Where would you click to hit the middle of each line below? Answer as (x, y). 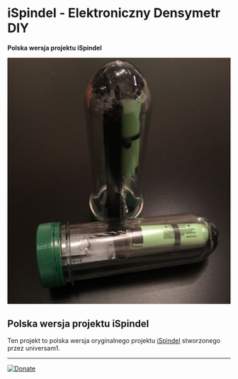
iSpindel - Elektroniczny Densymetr (114, 13)
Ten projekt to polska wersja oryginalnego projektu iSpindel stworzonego (114, 341)
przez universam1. (34, 348)
